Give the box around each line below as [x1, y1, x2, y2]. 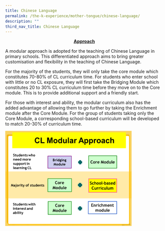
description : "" [5, 19, 39, 24]
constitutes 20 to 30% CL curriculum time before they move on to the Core [5, 84, 160, 90]
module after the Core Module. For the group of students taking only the [5, 110, 154, 117]
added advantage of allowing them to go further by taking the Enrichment [5, 105, 157, 111]
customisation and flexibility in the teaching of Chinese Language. [5, 59, 141, 65]
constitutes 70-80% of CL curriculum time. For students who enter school [5, 74, 158, 80]
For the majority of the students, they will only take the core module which [5, 68, 159, 75]
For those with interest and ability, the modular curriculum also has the [5, 99, 151, 105]
